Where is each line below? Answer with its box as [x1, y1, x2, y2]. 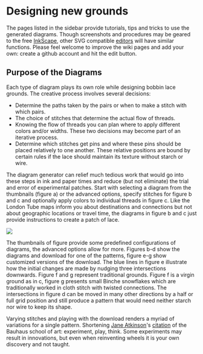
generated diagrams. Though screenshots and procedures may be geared [6, 30, 191, 37]
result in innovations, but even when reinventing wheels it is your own [6, 334, 179, 341]
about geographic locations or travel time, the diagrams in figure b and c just [6, 210, 197, 217]
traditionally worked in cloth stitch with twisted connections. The [6, 284, 167, 291]
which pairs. [14, 108, 46, 115]
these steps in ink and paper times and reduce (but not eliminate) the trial [6, 177, 189, 185]
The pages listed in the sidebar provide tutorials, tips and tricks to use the [6, 24, 190, 31]
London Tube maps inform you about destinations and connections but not [6, 203, 192, 210]
